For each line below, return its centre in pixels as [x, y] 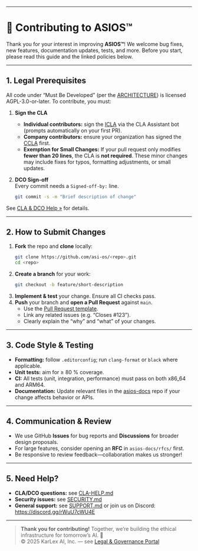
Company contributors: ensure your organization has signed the [102, 137]
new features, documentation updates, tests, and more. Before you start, [94, 50]
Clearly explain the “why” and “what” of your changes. [90, 321]
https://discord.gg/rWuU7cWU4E [55, 511]
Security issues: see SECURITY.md [58, 499]
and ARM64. [30, 384]
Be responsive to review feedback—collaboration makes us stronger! [98, 454]
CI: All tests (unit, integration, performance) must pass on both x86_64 [100, 378]
